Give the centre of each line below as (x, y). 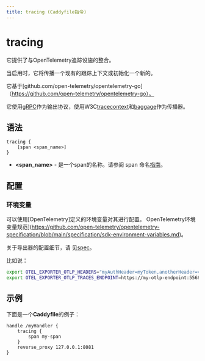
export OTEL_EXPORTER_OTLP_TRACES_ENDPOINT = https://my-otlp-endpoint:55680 (105, 278)
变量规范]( (19, 227)
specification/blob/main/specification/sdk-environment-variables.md (93, 235)
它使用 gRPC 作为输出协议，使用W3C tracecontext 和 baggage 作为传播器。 (98, 106)
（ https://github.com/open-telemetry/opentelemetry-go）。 (80, 93)
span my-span (45, 337)
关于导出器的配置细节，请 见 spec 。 (51, 247)
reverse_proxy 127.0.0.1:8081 (56, 347)
